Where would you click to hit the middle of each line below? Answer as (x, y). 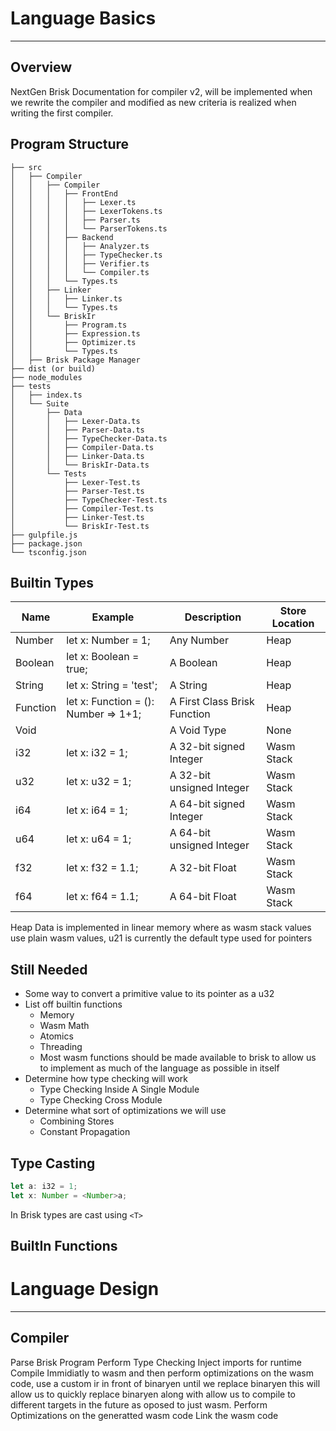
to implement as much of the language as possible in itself (159, 1068)
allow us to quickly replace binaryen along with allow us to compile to (153, 1394)
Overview (41, 67)
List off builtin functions (73, 1004)
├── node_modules (46, 377)
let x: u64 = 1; (99, 839)
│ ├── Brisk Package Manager (75, 360)
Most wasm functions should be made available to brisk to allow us (178, 1058)
